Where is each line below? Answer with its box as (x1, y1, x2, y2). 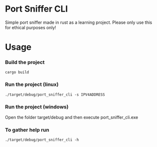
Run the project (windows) (5, 103, 69, 110)
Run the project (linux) (5, 81, 59, 88)
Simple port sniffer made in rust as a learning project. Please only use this (5, 19, 153, 25)
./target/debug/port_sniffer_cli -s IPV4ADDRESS (5, 92, 105, 97)
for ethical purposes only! (5, 24, 57, 30)
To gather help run (5, 126, 49, 133)
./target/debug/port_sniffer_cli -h (5, 137, 79, 143)
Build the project (5, 59, 45, 66)
